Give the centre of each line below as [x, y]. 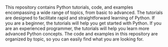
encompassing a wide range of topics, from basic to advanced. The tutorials [84, 12]
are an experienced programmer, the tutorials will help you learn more [77, 28]
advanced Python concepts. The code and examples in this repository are [81, 34]
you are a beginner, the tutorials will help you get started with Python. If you [83, 23]
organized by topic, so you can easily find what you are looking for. [74, 39]
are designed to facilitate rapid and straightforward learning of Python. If [80, 18]
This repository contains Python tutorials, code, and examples [69, 7]
